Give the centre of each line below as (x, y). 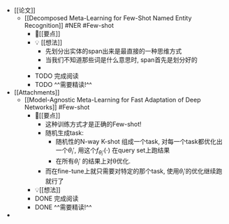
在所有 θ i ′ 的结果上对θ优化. (93, 162)
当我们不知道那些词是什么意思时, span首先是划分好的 (121, 60)
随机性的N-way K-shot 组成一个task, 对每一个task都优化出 (139, 142)
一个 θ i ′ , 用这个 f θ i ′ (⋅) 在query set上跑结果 (113, 152)
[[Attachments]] (37, 92)
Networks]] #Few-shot (57, 107)
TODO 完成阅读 (57, 76)
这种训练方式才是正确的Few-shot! (93, 124)
